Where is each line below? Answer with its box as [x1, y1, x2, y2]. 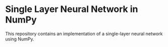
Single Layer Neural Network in [5, 3, 138, 15]
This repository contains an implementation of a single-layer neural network [5, 30, 163, 36]
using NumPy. [5, 36, 34, 42]
